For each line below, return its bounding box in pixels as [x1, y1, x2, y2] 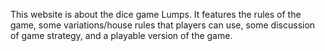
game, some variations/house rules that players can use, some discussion [10, 19, 316, 31]
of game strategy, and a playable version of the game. [10, 30, 233, 41]
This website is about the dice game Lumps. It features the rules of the [10, 9, 302, 20]
